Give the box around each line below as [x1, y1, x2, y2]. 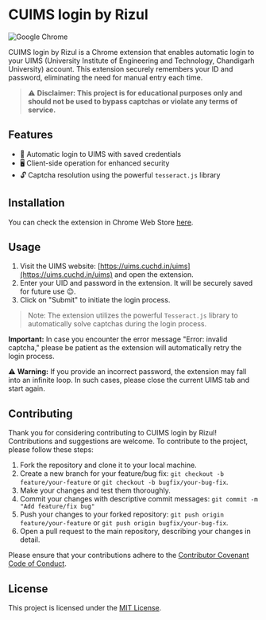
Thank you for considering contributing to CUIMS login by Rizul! [8, 428, 217, 438]
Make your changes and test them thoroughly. [19, 485, 171, 495]
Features [8, 128, 53, 142]
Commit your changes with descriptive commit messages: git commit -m [19, 494, 258, 504]
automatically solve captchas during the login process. [27, 319, 207, 329]
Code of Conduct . [8, 559, 67, 568]
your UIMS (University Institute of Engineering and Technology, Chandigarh [8, 56, 256, 65]
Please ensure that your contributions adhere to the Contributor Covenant [8, 551, 249, 560]
